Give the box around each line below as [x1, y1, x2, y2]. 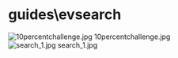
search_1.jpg [57, 40, 97, 49]
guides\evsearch [8, 6, 122, 24]
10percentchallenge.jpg [93, 32, 171, 41]
